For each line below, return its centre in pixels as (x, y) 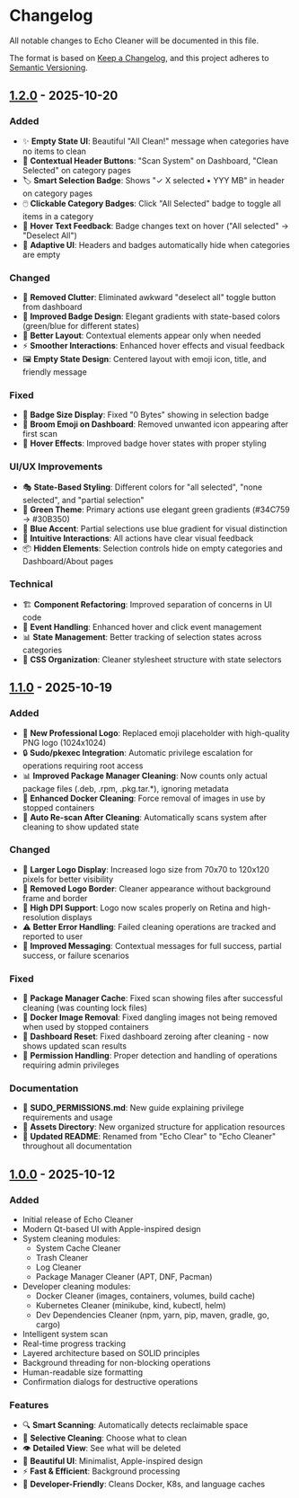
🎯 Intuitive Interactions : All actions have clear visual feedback (138, 538)
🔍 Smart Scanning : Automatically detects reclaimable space (135, 1425)
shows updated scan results (75, 1046)
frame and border (55, 898)
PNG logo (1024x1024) (64, 742)
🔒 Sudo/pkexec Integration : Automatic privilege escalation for (137, 752)
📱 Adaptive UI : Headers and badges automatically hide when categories (156, 244)
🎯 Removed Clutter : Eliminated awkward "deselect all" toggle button (149, 297)
